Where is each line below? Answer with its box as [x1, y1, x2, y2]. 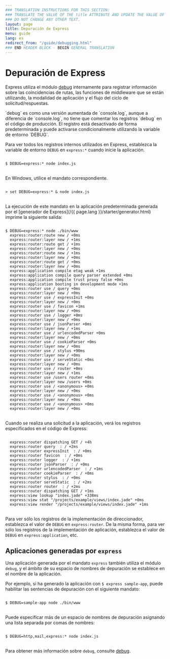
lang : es [5, 36, 24, 41]
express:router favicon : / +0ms [10, 453, 83, 458]
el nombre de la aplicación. [5, 571, 62, 577]
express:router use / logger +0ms [10, 313, 83, 318]
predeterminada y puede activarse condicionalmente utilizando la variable [5, 126, 160, 132]
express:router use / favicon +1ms [10, 304, 85, 309]
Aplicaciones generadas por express [5, 546, 122, 555]
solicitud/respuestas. [5, 100, 49, 106]
